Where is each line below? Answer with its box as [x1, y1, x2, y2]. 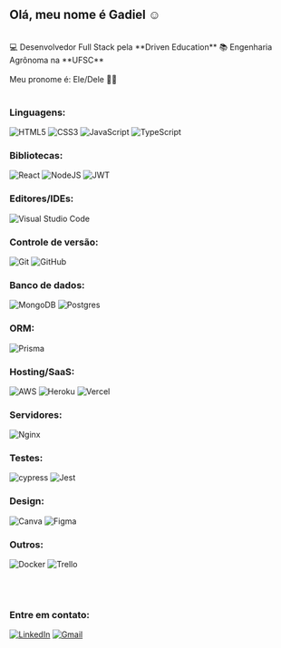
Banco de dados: [9, 278, 85, 291]
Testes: [9, 452, 44, 465]
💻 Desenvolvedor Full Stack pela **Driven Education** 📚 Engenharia [9, 41, 273, 53]
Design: [9, 495, 45, 508]
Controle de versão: [9, 236, 99, 248]
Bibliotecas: [9, 150, 63, 162]
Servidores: [9, 408, 63, 421]
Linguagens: [9, 106, 66, 119]
